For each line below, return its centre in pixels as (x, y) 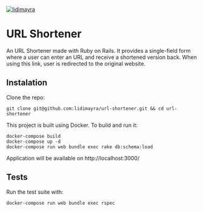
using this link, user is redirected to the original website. (76, 63)
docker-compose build (34, 136)
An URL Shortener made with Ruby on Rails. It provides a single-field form (98, 50)
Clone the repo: (26, 97)
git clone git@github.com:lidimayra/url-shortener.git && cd (85, 108)
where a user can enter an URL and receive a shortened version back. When (101, 57)
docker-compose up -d (34, 142)
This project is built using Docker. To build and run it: (72, 125)
